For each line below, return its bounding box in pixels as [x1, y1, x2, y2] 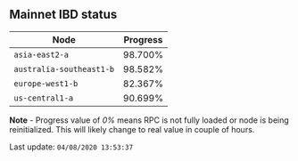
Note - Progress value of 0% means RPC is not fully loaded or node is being [9, 115, 290, 125]
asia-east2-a [13, 49, 70, 60]
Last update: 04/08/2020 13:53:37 [9, 141, 134, 152]
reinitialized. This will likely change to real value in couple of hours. [9, 124, 255, 134]
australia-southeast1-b [13, 64, 115, 74]
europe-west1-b [13, 78, 79, 88]
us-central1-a [13, 93, 74, 103]
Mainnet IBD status [9, 7, 118, 22]
